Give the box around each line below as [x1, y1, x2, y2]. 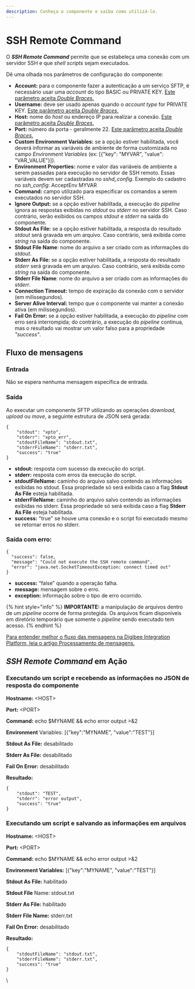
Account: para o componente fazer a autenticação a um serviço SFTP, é [14, 82, 190, 89]
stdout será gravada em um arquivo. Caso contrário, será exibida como [14, 231, 186, 238]
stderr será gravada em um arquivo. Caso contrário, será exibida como [14, 262, 185, 269]
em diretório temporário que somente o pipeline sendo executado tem [6, 616, 175, 623]
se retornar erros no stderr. [14, 521, 80, 528]
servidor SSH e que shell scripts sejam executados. [6, 59, 130, 66]
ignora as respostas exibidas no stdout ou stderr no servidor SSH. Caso [14, 206, 187, 214]
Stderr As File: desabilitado [6, 751, 72, 758]
